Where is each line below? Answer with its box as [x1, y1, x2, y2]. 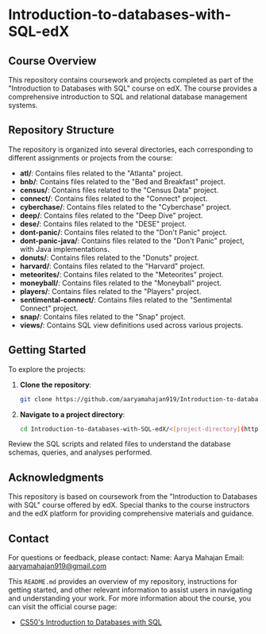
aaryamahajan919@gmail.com [8, 562, 107, 570]
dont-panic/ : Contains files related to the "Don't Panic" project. [19, 227, 228, 237]
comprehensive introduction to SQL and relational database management [8, 92, 248, 101]
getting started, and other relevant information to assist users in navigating [8, 586, 253, 594]
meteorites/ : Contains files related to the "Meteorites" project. [19, 269, 224, 279]
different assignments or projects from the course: [8, 153, 173, 162]
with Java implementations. [19, 244, 110, 253]
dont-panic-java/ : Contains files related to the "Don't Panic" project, [19, 236, 245, 245]
